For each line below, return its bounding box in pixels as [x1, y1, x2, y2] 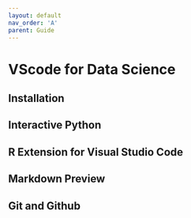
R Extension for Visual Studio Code [8, 145, 184, 159]
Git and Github [8, 199, 81, 212]
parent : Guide [8, 26, 55, 34]
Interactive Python [8, 118, 102, 132]
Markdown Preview [8, 172, 106, 186]
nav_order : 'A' [8, 19, 58, 27]
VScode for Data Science [8, 60, 176, 78]
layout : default [8, 11, 62, 20]
